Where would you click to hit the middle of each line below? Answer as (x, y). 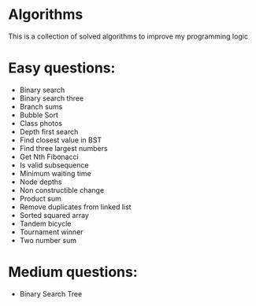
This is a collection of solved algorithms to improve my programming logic (128, 36)
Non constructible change (62, 190)
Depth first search (49, 131)
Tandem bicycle (45, 223)
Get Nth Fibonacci (49, 157)
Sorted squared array (54, 215)
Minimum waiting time (56, 173)
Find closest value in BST (61, 140)
